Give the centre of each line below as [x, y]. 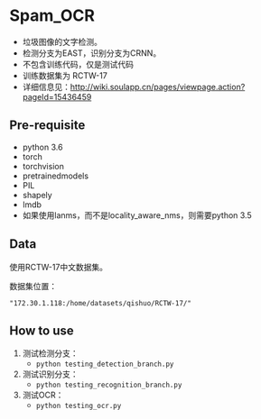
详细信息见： [46, 87]
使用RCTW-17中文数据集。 [59, 267]
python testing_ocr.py [79, 406]
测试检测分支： [50, 353]
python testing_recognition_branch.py [109, 385]
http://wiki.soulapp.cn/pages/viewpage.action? [158, 87]
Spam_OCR [52, 16]
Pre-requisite [47, 126]
